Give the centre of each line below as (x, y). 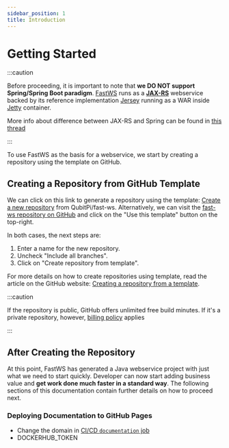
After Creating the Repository (71, 352)
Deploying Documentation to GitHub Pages (80, 415)
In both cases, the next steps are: (54, 235)
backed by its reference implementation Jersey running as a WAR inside (108, 101)
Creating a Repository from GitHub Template (104, 183)
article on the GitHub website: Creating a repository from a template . (104, 284)
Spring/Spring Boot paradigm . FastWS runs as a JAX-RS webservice (105, 93)
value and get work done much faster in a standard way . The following (108, 384)
